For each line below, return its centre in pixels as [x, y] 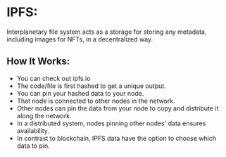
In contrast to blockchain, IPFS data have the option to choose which [116, 138]
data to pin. [33, 146]
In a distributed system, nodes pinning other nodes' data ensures [111, 123]
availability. [33, 130]
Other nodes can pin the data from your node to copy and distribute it [118, 108]
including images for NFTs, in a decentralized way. [80, 39]
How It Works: [38, 62]
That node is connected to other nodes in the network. [96, 101]
